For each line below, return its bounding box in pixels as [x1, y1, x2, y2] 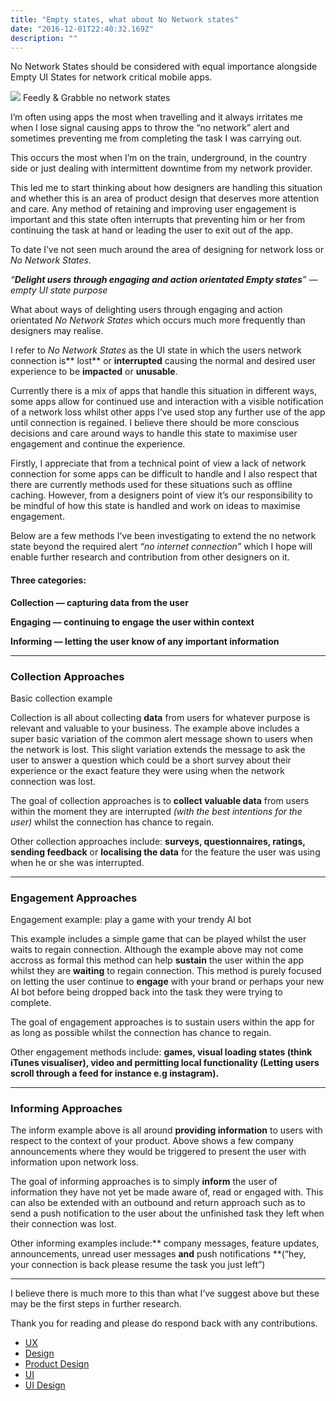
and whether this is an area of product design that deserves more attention [10, 192, 320, 205]
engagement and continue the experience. [10, 438, 186, 450]
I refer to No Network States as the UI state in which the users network [10, 344, 302, 356]
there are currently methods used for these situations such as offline [10, 479, 293, 491]
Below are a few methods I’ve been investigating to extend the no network [10, 530, 317, 542]
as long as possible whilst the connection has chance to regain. [10, 1027, 272, 1039]
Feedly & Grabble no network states [22, 92, 171, 104]
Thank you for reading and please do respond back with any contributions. [10, 1317, 318, 1330]
